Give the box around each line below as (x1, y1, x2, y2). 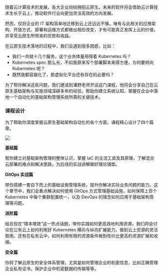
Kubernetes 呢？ (12, 66, 45, 71)
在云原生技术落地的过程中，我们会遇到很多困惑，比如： (5, 43, 115, 49)
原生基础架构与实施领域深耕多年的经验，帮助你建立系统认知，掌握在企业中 (5, 88, 154, 94)
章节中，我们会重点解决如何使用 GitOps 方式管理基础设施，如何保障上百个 (9, 188, 157, 194)
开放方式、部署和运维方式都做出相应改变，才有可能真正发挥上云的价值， (13, 27, 158, 33)
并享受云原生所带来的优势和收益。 (5, 33, 73, 38)
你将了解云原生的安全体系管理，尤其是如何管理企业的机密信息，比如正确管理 (5, 259, 158, 266)
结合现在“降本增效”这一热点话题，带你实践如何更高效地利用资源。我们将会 (5, 221, 154, 227)
